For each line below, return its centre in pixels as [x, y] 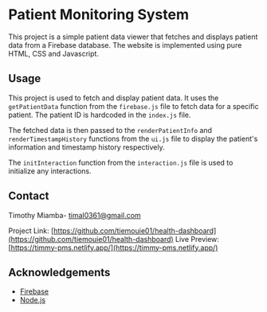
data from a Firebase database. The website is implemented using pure [125, 45]
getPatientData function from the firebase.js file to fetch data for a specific [133, 106]
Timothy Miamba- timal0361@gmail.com [75, 215]
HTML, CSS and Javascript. [54, 53]
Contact [29, 196]
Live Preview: [197, 239]
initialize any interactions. [50, 171]
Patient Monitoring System [99, 15]
